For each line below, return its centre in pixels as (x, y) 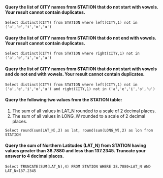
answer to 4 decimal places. (34, 156)
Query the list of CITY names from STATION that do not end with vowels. (81, 38)
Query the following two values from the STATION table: (64, 100)
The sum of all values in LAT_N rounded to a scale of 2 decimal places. (84, 111)
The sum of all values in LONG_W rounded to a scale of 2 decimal (79, 116)
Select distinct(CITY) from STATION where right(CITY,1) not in (72, 54)
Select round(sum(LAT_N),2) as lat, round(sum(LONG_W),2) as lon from (79, 130)
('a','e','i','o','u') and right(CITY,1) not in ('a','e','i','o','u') (80, 89)
